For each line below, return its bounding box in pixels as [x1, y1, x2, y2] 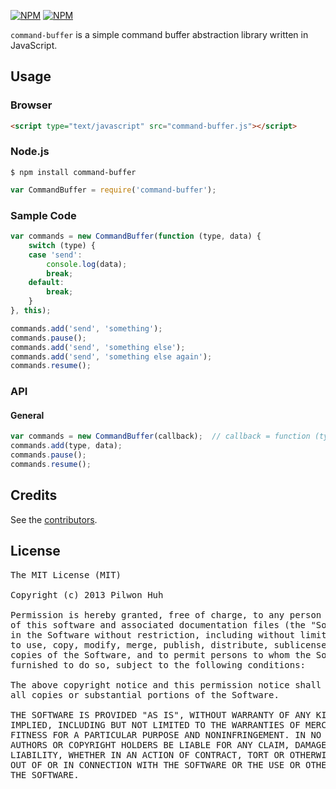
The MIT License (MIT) [10, 569, 122, 580]
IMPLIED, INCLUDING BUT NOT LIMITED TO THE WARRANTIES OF [10, 719, 301, 730]
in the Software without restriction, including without [10, 629, 296, 640]
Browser [10, 98, 53, 112]
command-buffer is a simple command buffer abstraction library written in [10, 29, 309, 40]
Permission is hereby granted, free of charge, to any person [10, 609, 322, 620]
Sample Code [10, 208, 77, 222]
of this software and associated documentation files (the [10, 619, 307, 630]
